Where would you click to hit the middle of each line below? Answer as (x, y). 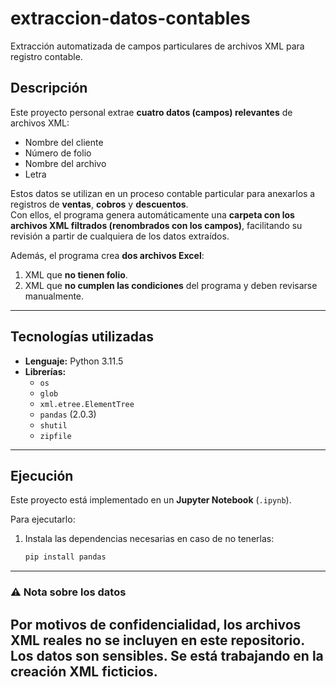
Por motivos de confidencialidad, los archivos (156, 624)
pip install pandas (65, 557)
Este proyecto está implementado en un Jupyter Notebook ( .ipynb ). (151, 500)
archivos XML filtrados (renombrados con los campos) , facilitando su (156, 225)
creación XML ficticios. (84, 671)
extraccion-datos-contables (130, 18)
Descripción (49, 88)
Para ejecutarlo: (43, 519)
